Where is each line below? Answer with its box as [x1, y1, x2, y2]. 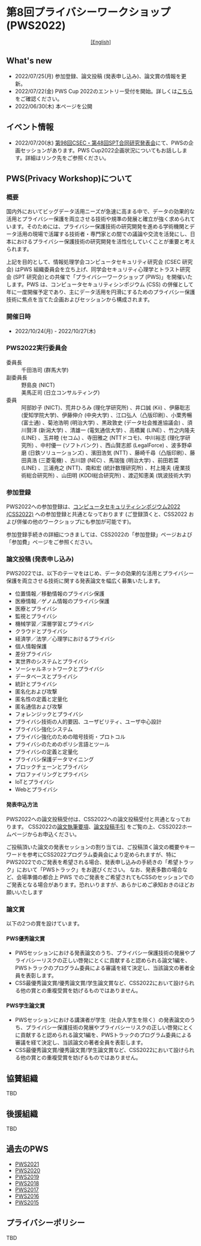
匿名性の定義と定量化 [14, 695, 68, 703]
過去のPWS [6, 1144, 49, 1154]
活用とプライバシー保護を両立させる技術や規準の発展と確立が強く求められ [6, 215, 190, 223]
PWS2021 [14, 1160, 40, 1168]
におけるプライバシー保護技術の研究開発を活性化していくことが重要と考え [11, 238, 196, 245]
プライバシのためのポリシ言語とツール [14, 740, 110, 748]
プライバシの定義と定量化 [14, 748, 79, 756]
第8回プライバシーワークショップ [6, 5, 171, 19]
